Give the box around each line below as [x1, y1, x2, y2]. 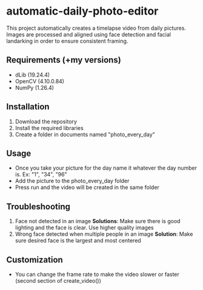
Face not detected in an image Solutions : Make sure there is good [15, 218, 181, 225]
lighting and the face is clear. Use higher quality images [15, 224, 154, 232]
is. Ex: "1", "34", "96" [15, 171, 68, 178]
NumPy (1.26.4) [15, 84, 55, 91]
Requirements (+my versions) [6, 55, 121, 65]
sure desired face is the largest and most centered [15, 237, 141, 244]
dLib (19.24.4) [15, 71, 50, 78]
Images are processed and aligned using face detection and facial [6, 30, 171, 38]
